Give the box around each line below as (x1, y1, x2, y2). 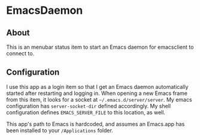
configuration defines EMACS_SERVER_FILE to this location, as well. (6, 109, 166, 116)
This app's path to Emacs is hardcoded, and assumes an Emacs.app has (6, 120, 185, 127)
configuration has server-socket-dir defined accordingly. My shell (6, 102, 171, 109)
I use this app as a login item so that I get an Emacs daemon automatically (6, 83, 189, 90)
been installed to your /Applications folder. (6, 127, 114, 134)
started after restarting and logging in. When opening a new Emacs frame (6, 90, 187, 97)
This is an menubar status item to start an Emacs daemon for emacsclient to (6, 43, 194, 50)
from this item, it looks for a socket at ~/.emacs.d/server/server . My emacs (6, 96, 193, 103)
